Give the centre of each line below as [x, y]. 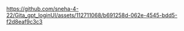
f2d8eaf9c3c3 [24, 22]
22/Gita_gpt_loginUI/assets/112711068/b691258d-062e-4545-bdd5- [92, 15]
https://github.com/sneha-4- [42, 9]
